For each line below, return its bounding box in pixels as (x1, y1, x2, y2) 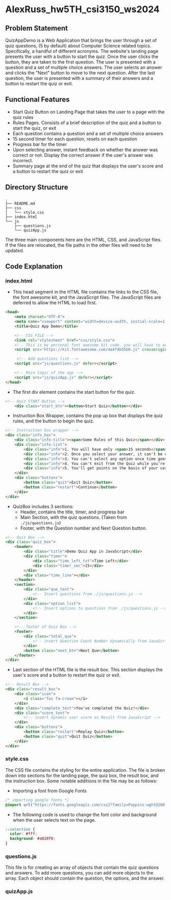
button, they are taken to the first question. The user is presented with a (5, 59, 156, 65)
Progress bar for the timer (12, 141, 67, 147)
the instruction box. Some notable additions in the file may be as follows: (5, 777, 158, 784)
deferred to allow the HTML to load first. (12, 300, 97, 306)
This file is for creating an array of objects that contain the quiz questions (5, 864, 159, 870)
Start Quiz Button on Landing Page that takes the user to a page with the (12, 108, 165, 115)
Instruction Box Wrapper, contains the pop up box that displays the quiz (12, 413, 163, 419)
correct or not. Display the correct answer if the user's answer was (12, 152, 154, 158)
